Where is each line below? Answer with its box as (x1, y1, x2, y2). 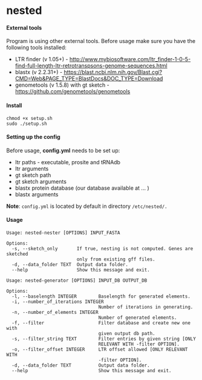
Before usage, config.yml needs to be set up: (6, 147, 120, 154)
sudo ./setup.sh (6, 121, 47, 127)
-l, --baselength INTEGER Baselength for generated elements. (11, 293, 191, 299)
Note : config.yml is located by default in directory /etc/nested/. (6, 202, 168, 210)
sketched (6, 251, 28, 257)
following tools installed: (6, 44, 67, 52)
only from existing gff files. (76, 256, 155, 262)
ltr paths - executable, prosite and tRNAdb (15, 158, 121, 165)
